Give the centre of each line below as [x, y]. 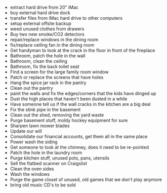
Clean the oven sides [32, 169]
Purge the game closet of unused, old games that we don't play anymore [86, 180]
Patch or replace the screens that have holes [57, 77]
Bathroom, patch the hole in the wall [48, 56]
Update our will [26, 131]
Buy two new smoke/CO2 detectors [47, 34]
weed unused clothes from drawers [47, 29]
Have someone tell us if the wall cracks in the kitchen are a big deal [80, 104]
